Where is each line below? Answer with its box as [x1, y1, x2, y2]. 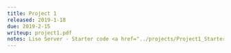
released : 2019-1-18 [7, 17, 67, 23]
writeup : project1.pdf [7, 29, 72, 36]
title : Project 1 [7, 10, 57, 17]
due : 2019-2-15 [7, 23, 51, 30]
